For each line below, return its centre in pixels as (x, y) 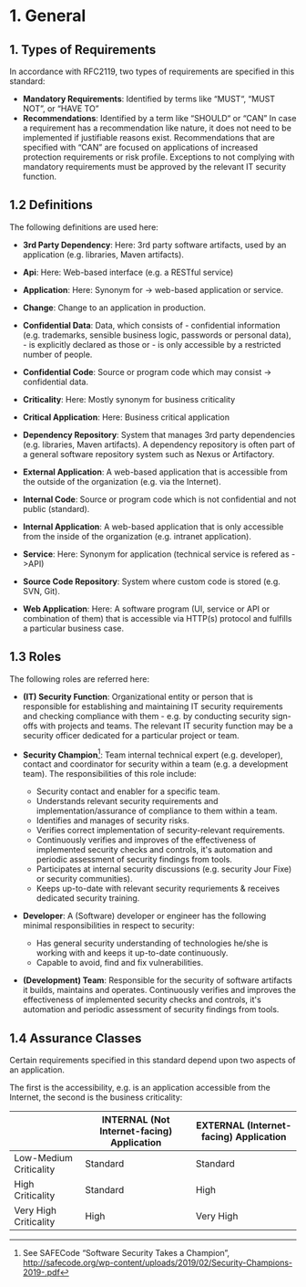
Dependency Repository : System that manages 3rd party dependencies (159, 434)
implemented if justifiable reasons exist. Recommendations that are (148, 137)
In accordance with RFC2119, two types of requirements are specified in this (152, 71)
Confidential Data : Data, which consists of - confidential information (151, 325)
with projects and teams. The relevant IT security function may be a (166, 726)
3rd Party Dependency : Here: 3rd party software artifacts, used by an (154, 245)
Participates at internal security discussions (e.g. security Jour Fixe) (164, 869)
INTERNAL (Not (136, 1120)
